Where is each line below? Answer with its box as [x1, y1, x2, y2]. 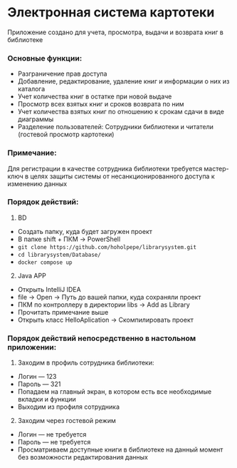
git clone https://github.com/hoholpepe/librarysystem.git [17, 243, 197, 250]
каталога [17, 85, 46, 93]
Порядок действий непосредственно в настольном [7, 333, 196, 343]
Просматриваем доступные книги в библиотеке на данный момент [17, 445, 223, 454]
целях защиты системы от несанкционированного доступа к [30, 172, 215, 180]
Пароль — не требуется [17, 438, 91, 447]
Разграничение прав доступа [17, 69, 107, 78]
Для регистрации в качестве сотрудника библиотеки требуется [7, 164, 203, 173]
